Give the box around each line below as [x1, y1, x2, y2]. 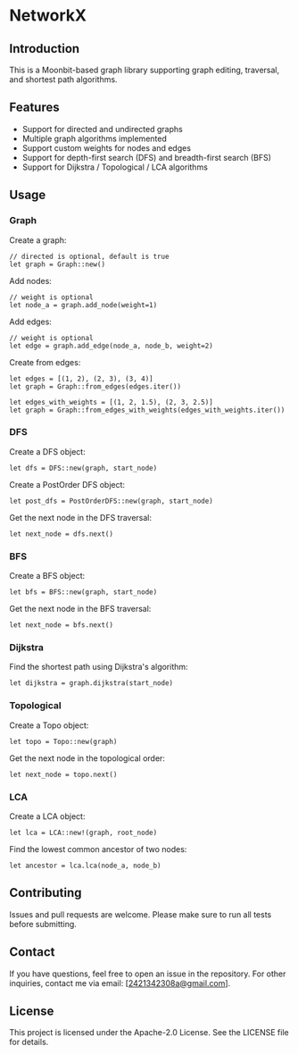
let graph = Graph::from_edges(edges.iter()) [9, 381, 181, 391]
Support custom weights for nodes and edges [21, 142, 192, 153]
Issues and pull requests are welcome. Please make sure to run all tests [9, 908, 272, 920]
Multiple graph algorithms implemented [21, 133, 167, 144]
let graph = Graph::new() [9, 260, 105, 269]
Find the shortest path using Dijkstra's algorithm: [9, 662, 189, 673]
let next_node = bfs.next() [9, 621, 114, 630]
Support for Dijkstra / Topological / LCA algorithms [21, 162, 208, 172]
